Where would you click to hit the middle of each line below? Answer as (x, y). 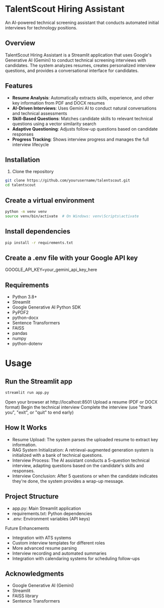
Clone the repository (33, 172)
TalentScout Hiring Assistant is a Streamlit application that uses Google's (78, 55)
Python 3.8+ (25, 297)
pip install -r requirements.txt (39, 243)
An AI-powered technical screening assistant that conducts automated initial (82, 23)
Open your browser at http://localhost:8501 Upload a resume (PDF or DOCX (81, 402)
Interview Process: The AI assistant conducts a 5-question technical (81, 460)
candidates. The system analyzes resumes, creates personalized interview (80, 65)
